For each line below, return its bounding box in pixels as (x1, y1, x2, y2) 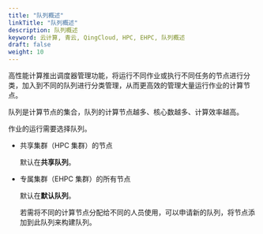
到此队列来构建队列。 (26, 217, 96, 227)
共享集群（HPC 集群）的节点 (19, 141, 113, 150)
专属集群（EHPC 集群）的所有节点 (19, 174, 131, 184)
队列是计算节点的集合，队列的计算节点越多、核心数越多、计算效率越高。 (8, 107, 243, 117)
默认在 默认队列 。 (19, 191, 76, 200)
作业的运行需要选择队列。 (8, 124, 92, 133)
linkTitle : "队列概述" (8, 19, 78, 27)
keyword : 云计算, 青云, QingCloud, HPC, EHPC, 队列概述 (8, 33, 186, 42)
